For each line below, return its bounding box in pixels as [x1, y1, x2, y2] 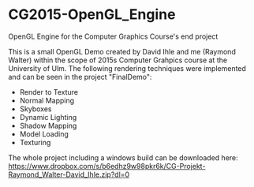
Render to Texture [19, 87, 79, 96]
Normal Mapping [19, 95, 75, 105]
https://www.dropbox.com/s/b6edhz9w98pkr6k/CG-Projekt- [8, 161, 206, 170]
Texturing [19, 137, 51, 147]
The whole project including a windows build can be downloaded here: [8, 152, 238, 163]
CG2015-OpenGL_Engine [8, 6, 176, 24]
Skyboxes [19, 104, 52, 114]
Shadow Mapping [19, 121, 77, 130]
